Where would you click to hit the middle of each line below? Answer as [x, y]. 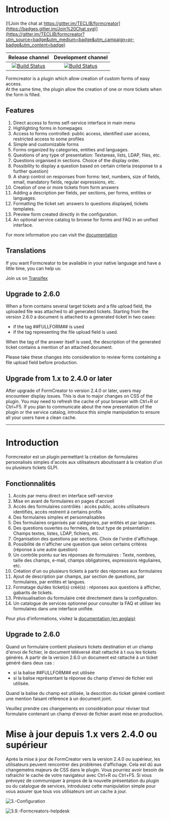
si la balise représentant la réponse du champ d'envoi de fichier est [83, 678]
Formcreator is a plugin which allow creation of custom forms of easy [78, 78]
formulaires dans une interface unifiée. [53, 608]
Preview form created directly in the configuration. [65, 214]
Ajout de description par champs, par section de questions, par [79, 576]
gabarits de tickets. [33, 592]
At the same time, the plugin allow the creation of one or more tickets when [84, 89]
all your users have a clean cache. [41, 418]
